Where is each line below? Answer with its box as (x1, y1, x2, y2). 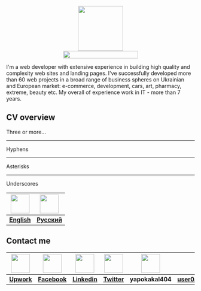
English (9, 216, 31, 224)
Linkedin (72, 275, 98, 283)
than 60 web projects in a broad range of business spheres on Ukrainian (6, 76, 184, 83)
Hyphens (6, 145, 29, 153)
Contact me (6, 236, 51, 246)
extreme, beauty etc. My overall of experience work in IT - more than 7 (6, 89, 181, 96)
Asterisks (6, 162, 29, 170)
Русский (36, 216, 63, 224)
